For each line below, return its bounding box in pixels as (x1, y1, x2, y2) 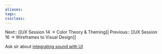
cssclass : (5, 16, 25, 21)
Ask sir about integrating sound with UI (5, 44, 83, 50)
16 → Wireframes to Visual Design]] (5, 34, 76, 40)
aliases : (5, 7, 23, 12)
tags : (5, 12, 16, 16)
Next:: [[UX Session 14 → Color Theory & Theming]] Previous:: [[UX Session (5, 29, 158, 35)
